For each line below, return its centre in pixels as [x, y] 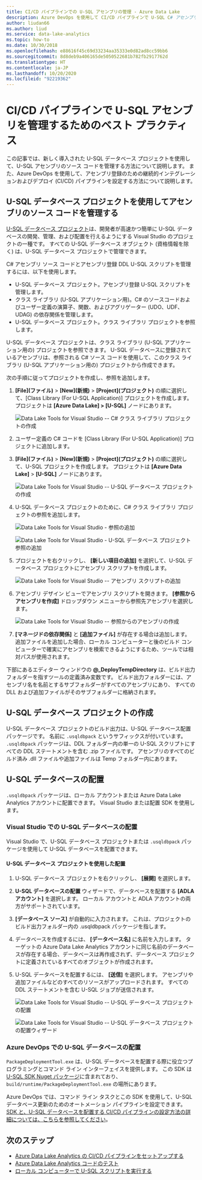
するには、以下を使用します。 [43, 271]
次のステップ [30, 1140]
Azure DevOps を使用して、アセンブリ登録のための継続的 [88, 174]
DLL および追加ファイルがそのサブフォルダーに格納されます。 [83, 692]
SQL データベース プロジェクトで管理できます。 [91, 251]
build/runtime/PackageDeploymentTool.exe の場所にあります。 [83, 1084]
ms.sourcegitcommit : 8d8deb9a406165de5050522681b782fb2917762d [87, 57]
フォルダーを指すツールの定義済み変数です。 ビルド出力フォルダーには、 [96, 677]
